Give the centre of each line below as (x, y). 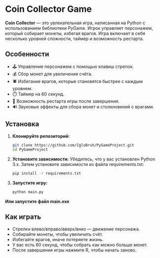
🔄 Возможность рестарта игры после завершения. (66, 101)
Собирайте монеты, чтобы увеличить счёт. (58, 234)
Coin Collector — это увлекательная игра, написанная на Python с (75, 23)
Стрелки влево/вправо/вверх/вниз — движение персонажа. (76, 229)
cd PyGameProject (30, 150)
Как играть (23, 217)
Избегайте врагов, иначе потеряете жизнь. (58, 239)
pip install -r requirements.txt (47, 174)
